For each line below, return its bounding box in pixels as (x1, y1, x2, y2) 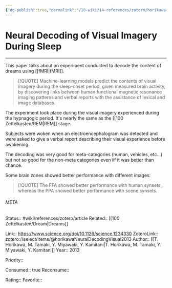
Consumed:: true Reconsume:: (5, 266, 70, 273)
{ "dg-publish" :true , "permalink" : (5, 7, 77, 13)
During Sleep (5, 41, 62, 52)
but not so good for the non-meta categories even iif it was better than (5, 157, 155, 163)
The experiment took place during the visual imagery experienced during (5, 109, 160, 116)
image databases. (17, 100, 56, 106)
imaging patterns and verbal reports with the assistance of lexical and (17, 94, 165, 100)
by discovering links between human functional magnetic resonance (17, 88, 162, 95)
